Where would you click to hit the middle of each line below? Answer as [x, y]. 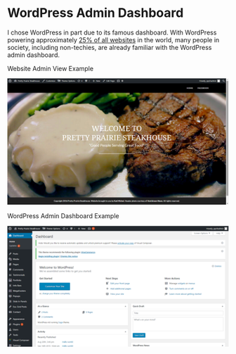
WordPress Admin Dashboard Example [63, 216]
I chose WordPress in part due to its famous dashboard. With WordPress [112, 32]
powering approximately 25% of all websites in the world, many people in [113, 39]
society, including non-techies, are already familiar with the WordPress [110, 47]
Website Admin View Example [50, 68]
